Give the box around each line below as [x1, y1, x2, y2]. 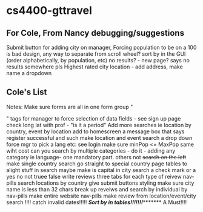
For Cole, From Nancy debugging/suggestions [6, 28, 185, 38]
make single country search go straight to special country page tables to [6, 160, 188, 167]
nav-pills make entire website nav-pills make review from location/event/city [6, 192, 196, 199]
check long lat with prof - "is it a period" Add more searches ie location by [6, 121, 192, 128]
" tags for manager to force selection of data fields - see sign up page [6, 114, 181, 122]
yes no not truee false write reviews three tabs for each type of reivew [6, 173, 182, 180]
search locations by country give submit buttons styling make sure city [18, 179, 195, 187]
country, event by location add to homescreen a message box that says [6, 128, 185, 135]
